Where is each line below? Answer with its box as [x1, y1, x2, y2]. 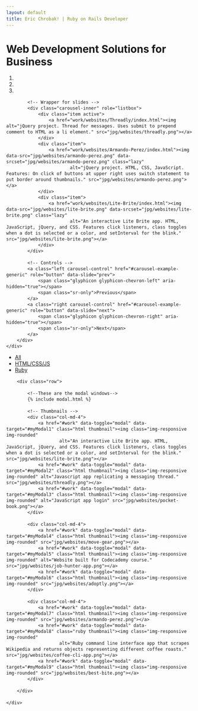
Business [6, 55, 53, 68]
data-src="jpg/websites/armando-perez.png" [6, 153, 116, 159]
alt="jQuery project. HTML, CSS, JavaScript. [69, 165, 184, 171]
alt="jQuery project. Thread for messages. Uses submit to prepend [6, 123, 177, 129]
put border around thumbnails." [6, 177, 86, 183]
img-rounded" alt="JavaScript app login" [6, 497, 110, 504]
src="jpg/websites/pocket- [112, 497, 179, 504]
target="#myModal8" [6, 628, 55, 635]
